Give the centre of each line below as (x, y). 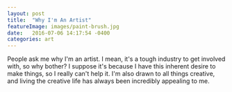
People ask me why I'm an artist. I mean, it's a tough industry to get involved (116, 59)
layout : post (26, 13)
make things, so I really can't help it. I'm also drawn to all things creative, (111, 74)
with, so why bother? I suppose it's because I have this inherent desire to (111, 66)
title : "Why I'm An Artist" (49, 20)
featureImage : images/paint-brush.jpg (63, 26)
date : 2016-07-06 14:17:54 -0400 (59, 33)
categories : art (31, 39)
